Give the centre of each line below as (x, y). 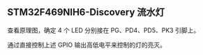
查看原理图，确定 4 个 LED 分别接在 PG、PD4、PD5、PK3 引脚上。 (104, 30)
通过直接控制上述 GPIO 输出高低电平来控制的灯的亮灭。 (87, 45)
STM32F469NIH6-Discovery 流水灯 (86, 12)
